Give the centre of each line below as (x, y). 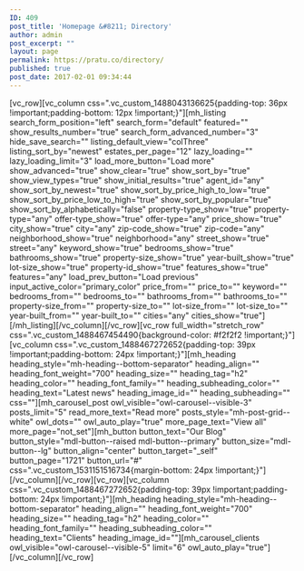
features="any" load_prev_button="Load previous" (104, 276)
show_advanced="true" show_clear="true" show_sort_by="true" (130, 170)
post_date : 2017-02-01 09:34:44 (70, 77)
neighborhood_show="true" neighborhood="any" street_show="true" (139, 238)
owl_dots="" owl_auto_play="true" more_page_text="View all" (151, 421)
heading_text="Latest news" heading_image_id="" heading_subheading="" (150, 393)
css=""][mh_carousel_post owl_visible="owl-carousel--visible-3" (131, 402)
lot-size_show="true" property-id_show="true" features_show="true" (139, 267)
